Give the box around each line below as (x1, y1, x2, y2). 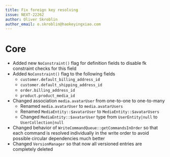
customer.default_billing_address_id (20, 77, 100, 83)
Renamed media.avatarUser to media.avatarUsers (20, 103, 123, 109)
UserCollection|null (20, 120, 64, 126)
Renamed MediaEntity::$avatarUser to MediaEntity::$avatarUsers (20, 108, 160, 114)
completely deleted (12, 146, 53, 152)
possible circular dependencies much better (12, 135, 105, 142)
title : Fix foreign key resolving (5, 7, 79, 13)
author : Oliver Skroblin (5, 17, 58, 22)
